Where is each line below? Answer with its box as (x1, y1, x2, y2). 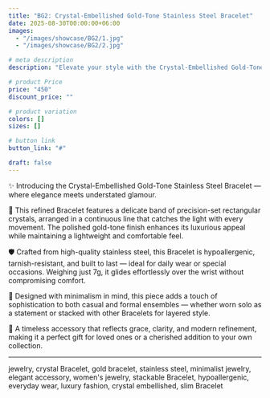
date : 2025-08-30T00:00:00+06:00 (8, 19, 121, 27)
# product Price (8, 78, 63, 86)
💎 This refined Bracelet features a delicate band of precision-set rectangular (8, 205, 261, 215)
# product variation (8, 108, 78, 116)
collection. (8, 340, 43, 350)
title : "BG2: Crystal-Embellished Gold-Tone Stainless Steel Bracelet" (8, 11, 253, 20)
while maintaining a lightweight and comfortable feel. (8, 230, 184, 241)
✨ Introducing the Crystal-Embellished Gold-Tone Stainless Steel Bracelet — (8, 181, 261, 190)
